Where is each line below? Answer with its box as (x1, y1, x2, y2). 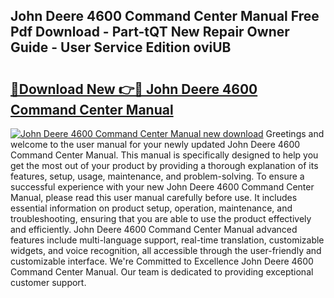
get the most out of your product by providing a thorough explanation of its (10, 160, 319, 171)
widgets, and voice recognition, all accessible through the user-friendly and (10, 245, 322, 256)
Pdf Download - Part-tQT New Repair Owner (10, 24, 290, 41)
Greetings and (265, 128, 325, 139)
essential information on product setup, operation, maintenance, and (10, 202, 293, 214)
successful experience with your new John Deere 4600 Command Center (10, 181, 315, 193)
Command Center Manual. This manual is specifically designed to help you (10, 149, 319, 161)
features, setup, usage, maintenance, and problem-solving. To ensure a (10, 170, 305, 182)
